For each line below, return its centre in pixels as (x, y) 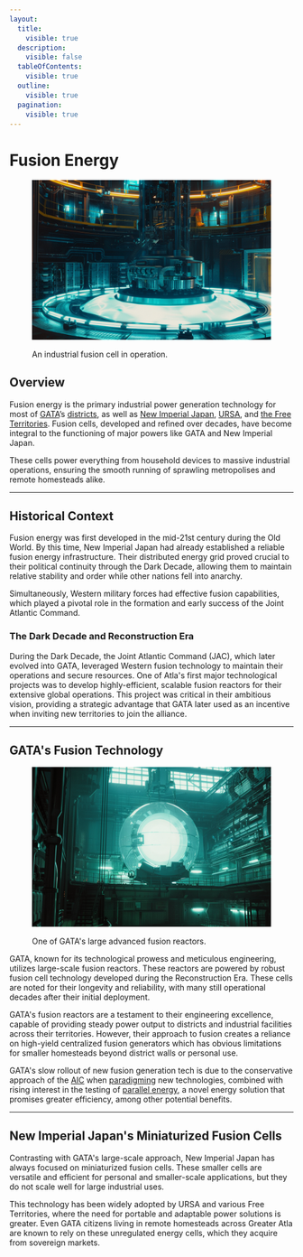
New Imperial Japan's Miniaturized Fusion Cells (146, 1136)
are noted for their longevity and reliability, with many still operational (138, 987)
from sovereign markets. (55, 1243)
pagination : (40, 105)
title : (30, 28)
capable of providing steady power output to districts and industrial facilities (151, 1024)
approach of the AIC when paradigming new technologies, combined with (147, 1080)
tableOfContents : (50, 67)
